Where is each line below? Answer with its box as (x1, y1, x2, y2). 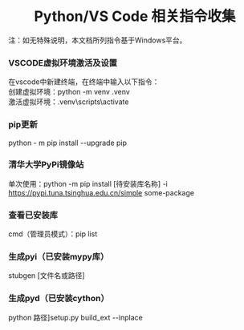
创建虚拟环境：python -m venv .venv (8, 87, 130, 97)
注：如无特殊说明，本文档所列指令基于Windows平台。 (8, 35, 187, 45)
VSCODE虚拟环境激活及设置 (8, 57, 118, 68)
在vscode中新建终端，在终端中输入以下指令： (8, 77, 160, 87)
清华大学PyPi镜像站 (8, 159, 84, 171)
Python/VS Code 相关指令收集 (34, 7, 236, 26)
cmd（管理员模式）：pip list (8, 229, 98, 239)
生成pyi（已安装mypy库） (8, 252, 109, 263)
